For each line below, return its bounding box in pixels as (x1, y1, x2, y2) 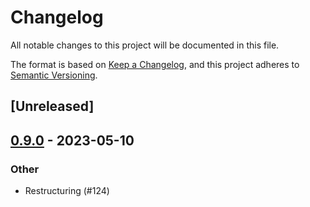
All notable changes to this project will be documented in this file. (10, 39, 280, 51)
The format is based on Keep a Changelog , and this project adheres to (10, 58, 300, 70)
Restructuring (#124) (24, 185, 110, 197)
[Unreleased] (10, 98, 95, 115)
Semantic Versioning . (10, 69, 98, 81)
